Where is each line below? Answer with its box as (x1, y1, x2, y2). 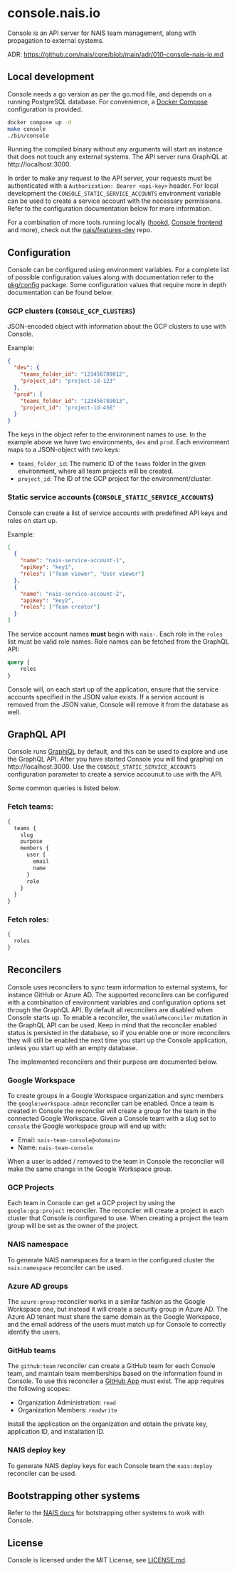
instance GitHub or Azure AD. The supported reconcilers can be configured (7, 990, 229, 999)
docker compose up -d (7, 119, 72, 126)
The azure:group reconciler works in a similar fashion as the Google (7, 1297, 206, 1306)
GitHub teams (7, 1345, 56, 1355)
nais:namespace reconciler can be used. (7, 1263, 123, 1272)
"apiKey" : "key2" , (20, 597, 75, 604)
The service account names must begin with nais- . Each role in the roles (7, 630, 223, 639)
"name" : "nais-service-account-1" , (20, 557, 126, 564)
